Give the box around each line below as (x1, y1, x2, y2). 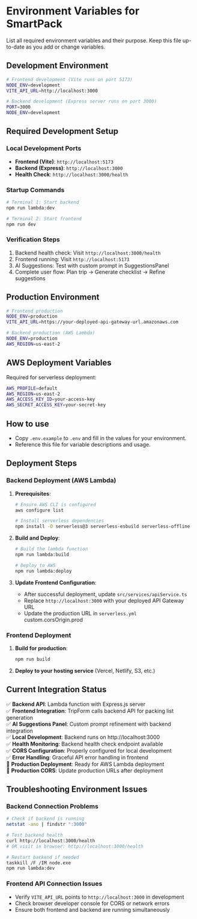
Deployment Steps (6, 458, 77, 469)
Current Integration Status (6, 684, 107, 695)
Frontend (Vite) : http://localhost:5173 (14, 158, 114, 165)
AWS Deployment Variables (6, 358, 112, 368)
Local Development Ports (6, 144, 82, 152)
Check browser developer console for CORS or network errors (14, 899, 170, 907)
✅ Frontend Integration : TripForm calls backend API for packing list (6, 707, 174, 714)
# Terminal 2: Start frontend (6, 215, 82, 221)
